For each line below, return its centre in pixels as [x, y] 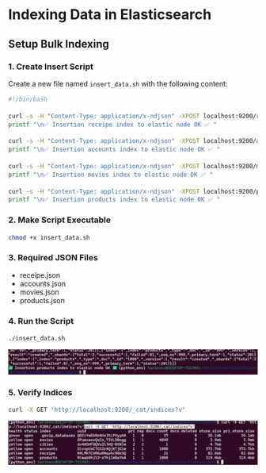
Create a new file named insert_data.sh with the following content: [118, 83]
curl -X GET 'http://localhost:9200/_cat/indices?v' [97, 410]
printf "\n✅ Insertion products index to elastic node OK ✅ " [114, 200]
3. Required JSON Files [53, 258]
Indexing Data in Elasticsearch [110, 15]
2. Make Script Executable [60, 220]
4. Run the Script [41, 321]
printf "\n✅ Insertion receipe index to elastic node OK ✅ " [113, 125]
